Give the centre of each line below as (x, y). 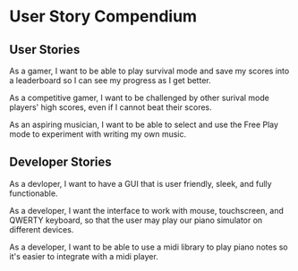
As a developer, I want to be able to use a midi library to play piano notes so (149, 247)
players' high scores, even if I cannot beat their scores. (111, 107)
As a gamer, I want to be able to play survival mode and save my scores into (149, 71)
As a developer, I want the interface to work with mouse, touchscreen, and (147, 210)
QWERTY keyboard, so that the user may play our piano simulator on (136, 220)
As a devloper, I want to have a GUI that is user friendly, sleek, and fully (140, 183)
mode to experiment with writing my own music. (98, 134)
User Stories (45, 50)
